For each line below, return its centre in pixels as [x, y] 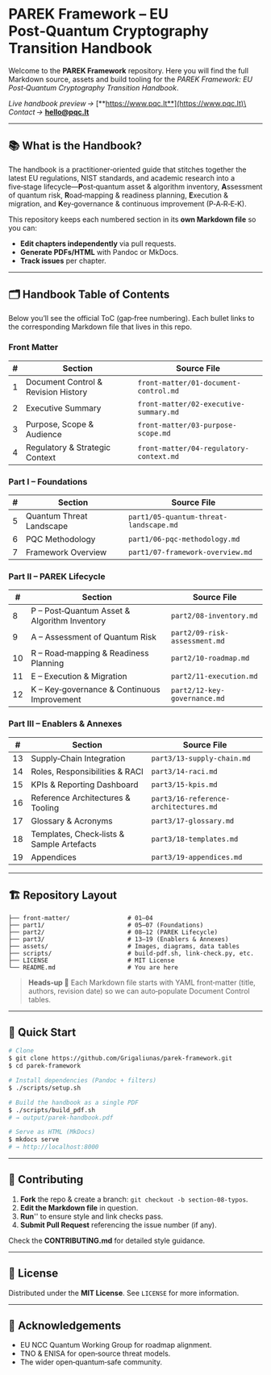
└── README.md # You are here [94, 967]
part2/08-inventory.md [214, 616]
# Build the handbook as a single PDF [73, 1102]
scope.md [154, 433]
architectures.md [184, 806]
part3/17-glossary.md [193, 821]
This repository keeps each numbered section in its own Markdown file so [132, 219]
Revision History [56, 392]
